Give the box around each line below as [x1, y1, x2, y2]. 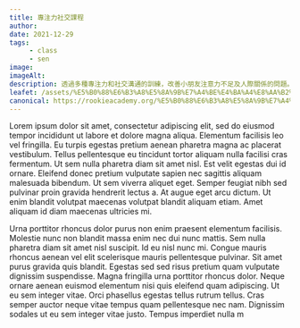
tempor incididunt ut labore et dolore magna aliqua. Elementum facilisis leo [9, 130, 284, 141]
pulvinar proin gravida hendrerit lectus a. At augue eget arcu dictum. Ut [9, 187, 271, 198]
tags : [9, 38, 29, 47]
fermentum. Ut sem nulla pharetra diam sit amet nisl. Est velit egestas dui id [9, 158, 287, 170]
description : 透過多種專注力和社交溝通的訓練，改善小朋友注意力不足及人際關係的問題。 [9, 80, 295, 88]
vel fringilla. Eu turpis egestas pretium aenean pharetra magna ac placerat [9, 139, 282, 150]
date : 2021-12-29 [9, 29, 74, 38]
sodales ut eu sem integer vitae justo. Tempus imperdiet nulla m [9, 309, 244, 320]
